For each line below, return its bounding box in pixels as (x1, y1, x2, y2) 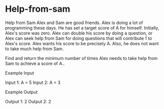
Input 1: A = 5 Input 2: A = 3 (5, 80, 61, 85)
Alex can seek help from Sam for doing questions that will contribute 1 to (5, 35, 152, 41)
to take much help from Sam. (5, 46, 64, 52)
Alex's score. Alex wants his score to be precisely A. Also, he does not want (5, 40, 159, 46)
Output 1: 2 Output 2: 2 (5, 98, 52, 104)
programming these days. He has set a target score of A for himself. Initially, (5, 25, 160, 30)
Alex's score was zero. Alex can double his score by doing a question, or (5, 30, 153, 36)
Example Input (5, 70, 34, 76)
